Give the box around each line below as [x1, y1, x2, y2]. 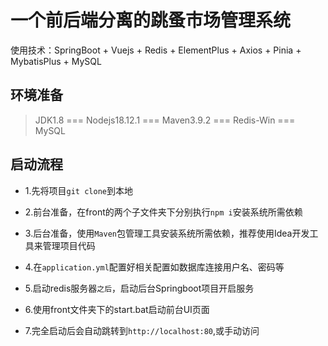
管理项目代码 [42, 239, 96, 251]
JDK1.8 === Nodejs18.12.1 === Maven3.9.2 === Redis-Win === [34, 114, 296, 126]
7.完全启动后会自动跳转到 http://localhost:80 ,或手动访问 [24, 324, 260, 336]
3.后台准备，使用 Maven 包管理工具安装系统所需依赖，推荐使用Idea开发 [24, 227, 310, 239]
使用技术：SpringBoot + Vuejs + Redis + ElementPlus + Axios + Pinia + [10, 44, 302, 56]
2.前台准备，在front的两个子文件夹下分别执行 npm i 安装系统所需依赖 [24, 206, 303, 218]
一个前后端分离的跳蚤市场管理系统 [10, 9, 292, 32]
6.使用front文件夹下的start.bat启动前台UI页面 [24, 303, 210, 315]
